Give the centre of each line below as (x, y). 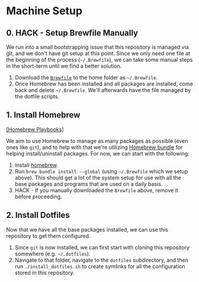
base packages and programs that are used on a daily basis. (89, 184)
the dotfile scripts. (37, 96)
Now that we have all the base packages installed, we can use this (87, 229)
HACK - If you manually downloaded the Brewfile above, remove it (96, 190)
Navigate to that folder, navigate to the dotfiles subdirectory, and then (101, 260)
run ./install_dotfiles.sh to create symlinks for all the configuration (100, 266)
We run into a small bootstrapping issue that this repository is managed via (97, 47)
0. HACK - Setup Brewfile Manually (72, 33)
